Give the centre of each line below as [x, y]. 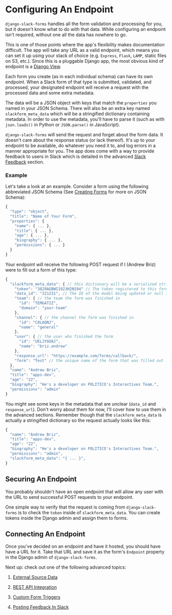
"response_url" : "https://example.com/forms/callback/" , [77, 356]
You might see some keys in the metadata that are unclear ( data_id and [81, 404]
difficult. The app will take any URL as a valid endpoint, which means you [82, 50]
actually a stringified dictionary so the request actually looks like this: [78, 420]
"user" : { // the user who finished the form [64, 337]
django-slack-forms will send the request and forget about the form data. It [84, 134]
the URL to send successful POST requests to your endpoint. [70, 497]
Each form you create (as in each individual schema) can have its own [79, 76]
